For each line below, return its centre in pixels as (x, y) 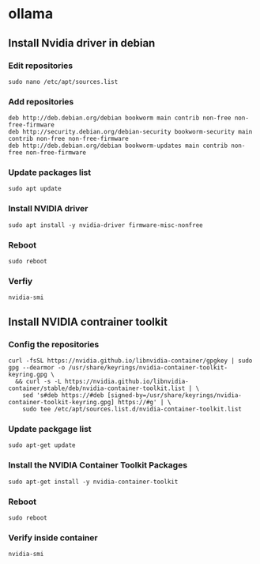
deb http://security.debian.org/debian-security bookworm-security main (130, 132)
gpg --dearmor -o (37, 368)
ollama (31, 14)
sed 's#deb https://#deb (63, 396)
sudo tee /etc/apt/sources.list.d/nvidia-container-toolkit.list (132, 409)
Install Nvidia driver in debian (82, 43)
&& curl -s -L (38, 382)
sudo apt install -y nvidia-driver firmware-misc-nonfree (106, 225)
